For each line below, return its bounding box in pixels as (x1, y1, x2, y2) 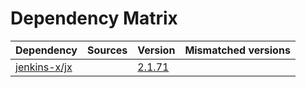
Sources (87, 43, 128, 57)
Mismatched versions (184, 43, 291, 57)
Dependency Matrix (10, 7, 178, 30)
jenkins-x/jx (15, 60, 73, 74)
